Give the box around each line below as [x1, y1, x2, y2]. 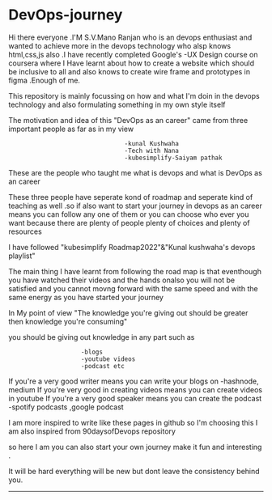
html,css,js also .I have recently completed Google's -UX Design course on [8, 49, 258, 59]
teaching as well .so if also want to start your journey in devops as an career [8, 201, 263, 210]
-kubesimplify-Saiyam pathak [124, 154, 223, 162]
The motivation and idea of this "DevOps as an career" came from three [8, 115, 249, 125]
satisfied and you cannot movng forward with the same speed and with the [8, 283, 258, 293]
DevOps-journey [8, 6, 123, 24]
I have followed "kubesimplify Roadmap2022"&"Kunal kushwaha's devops [8, 242, 256, 252]
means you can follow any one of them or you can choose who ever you [8, 209, 249, 219]
